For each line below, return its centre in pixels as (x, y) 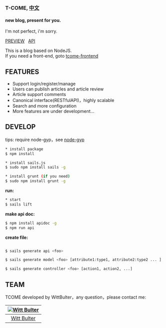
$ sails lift (19, 204)
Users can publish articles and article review (58, 89)
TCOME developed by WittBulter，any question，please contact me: (76, 297)
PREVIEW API (20, 41)
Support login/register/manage (44, 83)
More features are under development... (53, 111)
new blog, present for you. (33, 20)
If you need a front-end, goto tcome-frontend (52, 56)
